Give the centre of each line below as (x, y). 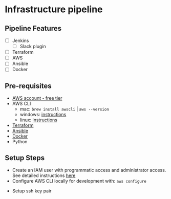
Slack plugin (33, 47)
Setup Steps (25, 158)
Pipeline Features (33, 28)
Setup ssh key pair (32, 191)
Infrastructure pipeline (54, 9)
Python (20, 142)
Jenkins (20, 40)
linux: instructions (38, 120)
